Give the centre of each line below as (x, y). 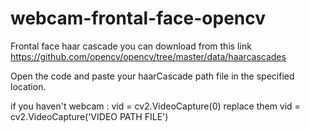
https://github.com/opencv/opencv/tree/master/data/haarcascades (148, 56)
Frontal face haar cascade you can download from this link (131, 46)
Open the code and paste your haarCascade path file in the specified (152, 76)
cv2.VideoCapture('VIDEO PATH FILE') (89, 116)
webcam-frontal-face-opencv (138, 18)
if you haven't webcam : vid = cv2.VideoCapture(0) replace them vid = (155, 106)
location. (28, 86)
